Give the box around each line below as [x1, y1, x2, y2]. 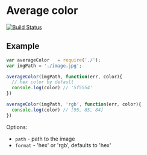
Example [6, 41, 40, 51]
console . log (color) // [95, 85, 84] [11, 107, 104, 113]
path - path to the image [14, 135, 75, 142]
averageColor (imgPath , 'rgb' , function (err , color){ [6, 101, 142, 107]
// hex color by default [11, 79, 74, 85]
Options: [6, 123, 28, 130]
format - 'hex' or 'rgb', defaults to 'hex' [14, 141, 111, 148]
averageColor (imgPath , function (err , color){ [6, 74, 122, 80]
